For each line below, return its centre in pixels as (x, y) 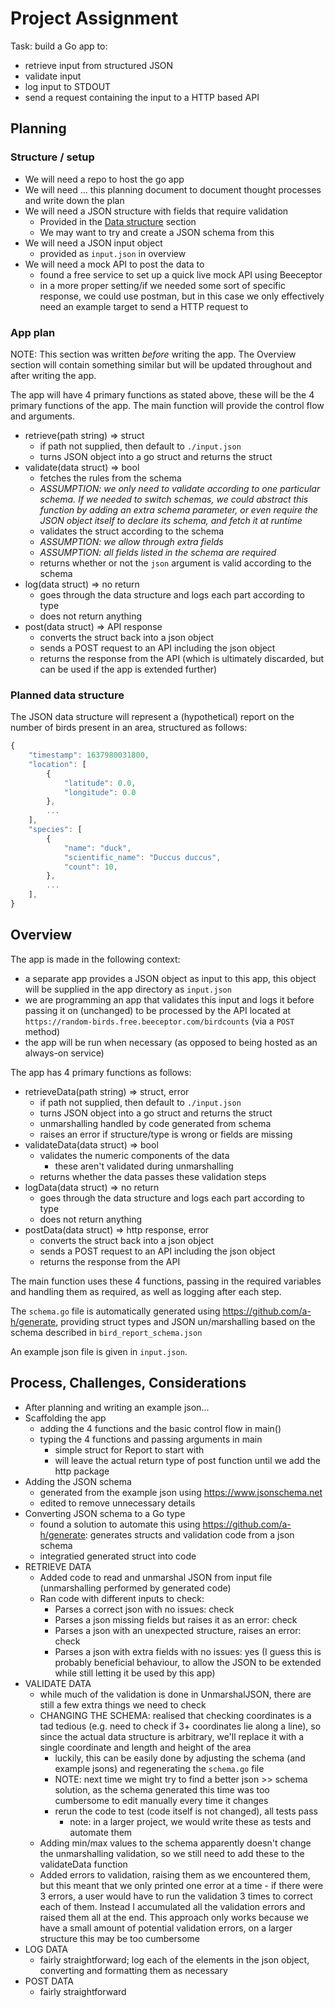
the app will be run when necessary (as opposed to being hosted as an (171, 1042)
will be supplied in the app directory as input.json (128, 989)
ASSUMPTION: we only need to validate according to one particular (180, 488)
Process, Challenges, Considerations (128, 1383)
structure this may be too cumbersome (120, 1938)
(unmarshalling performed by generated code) (135, 1588)
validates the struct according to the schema (132, 531)
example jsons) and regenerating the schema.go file (159, 1768)
